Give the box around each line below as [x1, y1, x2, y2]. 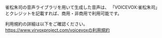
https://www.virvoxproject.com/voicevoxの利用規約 [5, 27, 110, 33]
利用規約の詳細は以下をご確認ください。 [5, 21, 88, 27]
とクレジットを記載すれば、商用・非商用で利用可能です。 [5, 10, 122, 16]
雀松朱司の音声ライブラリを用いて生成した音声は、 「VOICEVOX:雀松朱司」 [5, 4, 160, 10]
